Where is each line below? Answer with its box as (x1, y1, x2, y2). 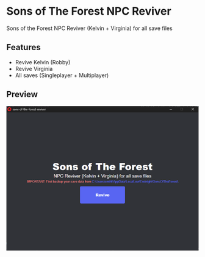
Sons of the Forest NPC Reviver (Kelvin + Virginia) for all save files (6, 24, 173, 32)
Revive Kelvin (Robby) (15, 58, 71, 65)
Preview (6, 89, 38, 100)
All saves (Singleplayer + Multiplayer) (15, 72, 109, 79)
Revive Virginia (15, 65, 53, 72)
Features (6, 42, 41, 53)
